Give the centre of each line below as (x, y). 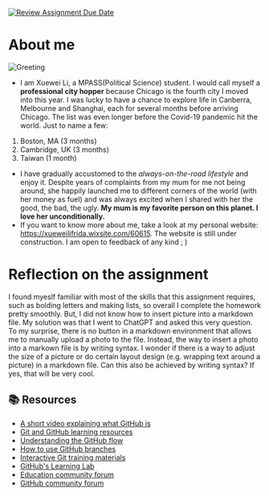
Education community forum (67, 474)
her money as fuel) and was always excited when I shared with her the (137, 199)
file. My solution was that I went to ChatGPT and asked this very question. (130, 322)
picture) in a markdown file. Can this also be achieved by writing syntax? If (131, 365)
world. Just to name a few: (64, 125)
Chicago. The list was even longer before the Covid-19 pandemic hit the (139, 117)
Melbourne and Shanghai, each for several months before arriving (129, 108)
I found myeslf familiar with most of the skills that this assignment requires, (132, 297)
